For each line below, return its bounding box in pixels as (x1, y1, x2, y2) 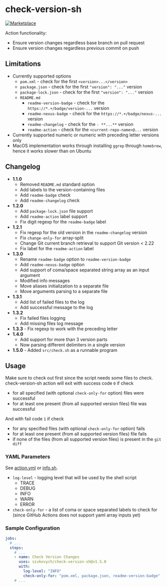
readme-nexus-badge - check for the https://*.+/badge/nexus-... (27, 110, 162, 116)
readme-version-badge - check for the (27, 100, 105, 106)
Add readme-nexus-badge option (20, 261, 85, 267)
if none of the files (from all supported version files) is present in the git (12, 436, 161, 443)
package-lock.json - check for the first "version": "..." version (20, 89, 153, 95)
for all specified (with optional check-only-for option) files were (12, 390, 144, 396)
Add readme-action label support (20, 213, 88, 219)
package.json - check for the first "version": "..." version (20, 84, 142, 90)
